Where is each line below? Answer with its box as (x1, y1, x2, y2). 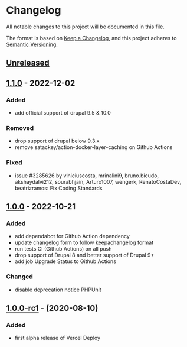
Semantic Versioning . (6, 41, 58, 48)
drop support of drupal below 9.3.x (14, 137, 100, 145)
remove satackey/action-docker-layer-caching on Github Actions (14, 144, 173, 151)
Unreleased (6, 58, 50, 68)
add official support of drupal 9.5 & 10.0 (14, 109, 111, 116)
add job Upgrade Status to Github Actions (14, 258, 117, 265)
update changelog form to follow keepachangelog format (14, 239, 154, 246)
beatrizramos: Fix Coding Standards (14, 184, 103, 192)
